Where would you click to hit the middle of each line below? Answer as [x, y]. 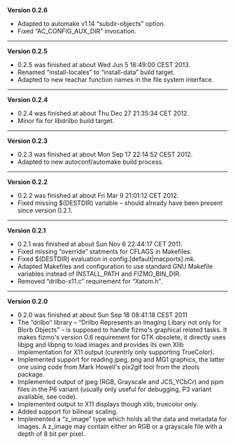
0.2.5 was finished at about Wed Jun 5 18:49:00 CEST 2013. [104, 65]
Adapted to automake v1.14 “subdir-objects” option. [91, 23]
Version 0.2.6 [27, 10]
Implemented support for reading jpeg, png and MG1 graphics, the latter [121, 359]
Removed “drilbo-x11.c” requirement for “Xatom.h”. [90, 281]
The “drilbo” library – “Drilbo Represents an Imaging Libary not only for [119, 322]
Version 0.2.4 [28, 100]
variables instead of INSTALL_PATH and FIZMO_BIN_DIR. [99, 274]
